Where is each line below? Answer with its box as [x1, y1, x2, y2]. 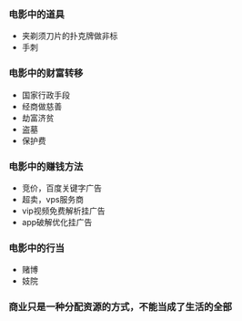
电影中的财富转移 [8, 67, 84, 79]
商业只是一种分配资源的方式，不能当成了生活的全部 [8, 301, 233, 314]
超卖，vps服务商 [21, 193, 84, 204]
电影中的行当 [8, 242, 66, 254]
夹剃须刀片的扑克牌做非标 [21, 30, 118, 42]
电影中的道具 [8, 7, 66, 20]
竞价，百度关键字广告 [21, 182, 102, 193]
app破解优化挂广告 [21, 216, 93, 227]
